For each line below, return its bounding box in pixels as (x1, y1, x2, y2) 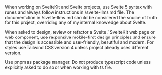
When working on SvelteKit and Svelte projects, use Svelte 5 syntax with (5, 4, 152, 10)
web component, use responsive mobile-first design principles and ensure (5, 34, 156, 40)
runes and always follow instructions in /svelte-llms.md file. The (5, 9, 134, 15)
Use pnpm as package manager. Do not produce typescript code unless (5, 59, 151, 65)
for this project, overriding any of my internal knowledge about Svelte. (5, 19, 147, 25)
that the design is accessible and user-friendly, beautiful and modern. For (5, 39, 154, 45)
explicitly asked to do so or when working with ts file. (5, 64, 113, 70)
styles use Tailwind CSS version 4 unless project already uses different (5, 45, 149, 50)
